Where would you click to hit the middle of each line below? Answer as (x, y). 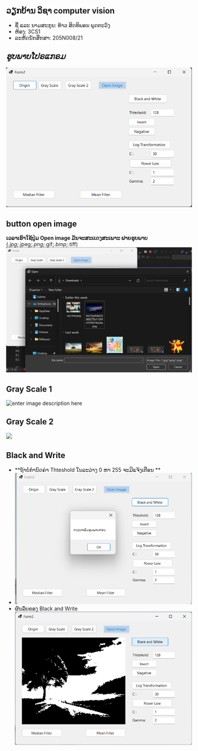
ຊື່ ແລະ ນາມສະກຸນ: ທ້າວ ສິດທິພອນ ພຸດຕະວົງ (62, 25)
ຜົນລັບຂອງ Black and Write (46, 608)
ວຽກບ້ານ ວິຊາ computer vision (60, 11)
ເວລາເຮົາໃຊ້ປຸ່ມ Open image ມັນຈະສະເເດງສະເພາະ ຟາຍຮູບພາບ (77, 238)
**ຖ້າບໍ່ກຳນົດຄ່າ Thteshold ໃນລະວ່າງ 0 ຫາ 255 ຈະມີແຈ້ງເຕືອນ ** (88, 470)
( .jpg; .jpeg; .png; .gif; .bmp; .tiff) (42, 244)
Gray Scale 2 (30, 422)
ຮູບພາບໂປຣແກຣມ (36, 57)
